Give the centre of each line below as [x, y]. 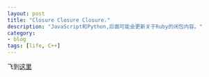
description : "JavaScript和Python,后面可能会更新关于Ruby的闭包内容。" [105, 26]
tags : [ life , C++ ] [34, 46]
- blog [17, 40]
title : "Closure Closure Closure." [59, 20]
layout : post [26, 14]
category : [22, 33]
